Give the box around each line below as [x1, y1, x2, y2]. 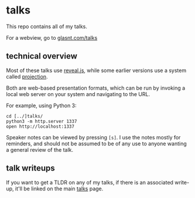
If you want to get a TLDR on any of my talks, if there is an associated [6, 179, 174, 186]
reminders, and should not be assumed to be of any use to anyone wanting [6, 140, 187, 147]
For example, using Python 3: [6, 102, 77, 109]
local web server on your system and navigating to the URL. [6, 90, 150, 97]
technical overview [6, 51, 78, 62]
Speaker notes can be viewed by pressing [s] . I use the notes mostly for [6, 134, 181, 141]
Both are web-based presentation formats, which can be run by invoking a [6, 84, 186, 91]
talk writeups [6, 163, 56, 173]
